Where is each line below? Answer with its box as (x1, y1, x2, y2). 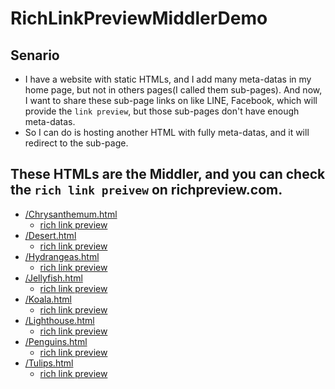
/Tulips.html (24, 357, 74, 369)
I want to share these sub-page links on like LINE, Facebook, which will (24, 95, 318, 106)
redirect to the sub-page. (24, 137, 129, 149)
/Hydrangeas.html (24, 250, 100, 262)
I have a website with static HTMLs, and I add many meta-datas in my (24, 73, 312, 85)
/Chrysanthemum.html (24, 208, 118, 220)
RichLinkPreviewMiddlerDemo (10, 7, 268, 30)
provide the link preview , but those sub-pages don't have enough (24, 105, 300, 117)
